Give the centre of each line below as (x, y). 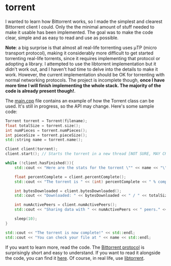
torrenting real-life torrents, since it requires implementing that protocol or (83, 58)
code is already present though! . (40, 91)
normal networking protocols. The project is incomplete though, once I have (85, 80)
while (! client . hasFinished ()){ (39, 163)
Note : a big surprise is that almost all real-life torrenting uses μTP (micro (81, 47)
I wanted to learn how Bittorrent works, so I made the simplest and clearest (84, 21)
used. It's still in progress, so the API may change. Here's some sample (80, 106)
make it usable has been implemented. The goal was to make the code (79, 32)
